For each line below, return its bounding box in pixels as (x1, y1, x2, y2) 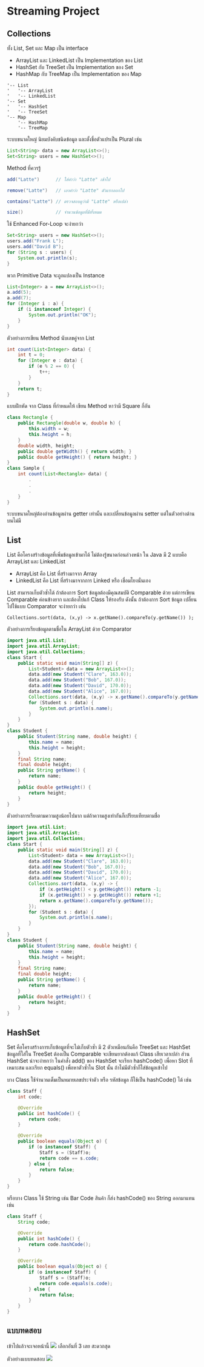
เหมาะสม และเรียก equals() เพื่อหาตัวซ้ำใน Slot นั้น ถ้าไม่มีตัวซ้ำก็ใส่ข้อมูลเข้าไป (7, 1064, 168, 1071)
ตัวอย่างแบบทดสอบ (7, 1355, 45, 1362)
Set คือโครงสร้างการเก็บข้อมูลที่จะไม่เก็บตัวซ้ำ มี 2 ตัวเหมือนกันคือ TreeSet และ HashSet (7, 1043, 191, 1051)
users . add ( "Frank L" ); (7, 238, 64, 244)
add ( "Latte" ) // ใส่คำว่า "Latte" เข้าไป (7, 176, 111, 183)
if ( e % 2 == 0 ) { (28, 363, 75, 370)
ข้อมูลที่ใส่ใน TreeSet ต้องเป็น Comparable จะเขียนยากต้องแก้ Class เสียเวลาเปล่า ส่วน (7, 1050, 190, 1057)
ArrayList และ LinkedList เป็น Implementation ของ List (15, 56, 143, 64)
